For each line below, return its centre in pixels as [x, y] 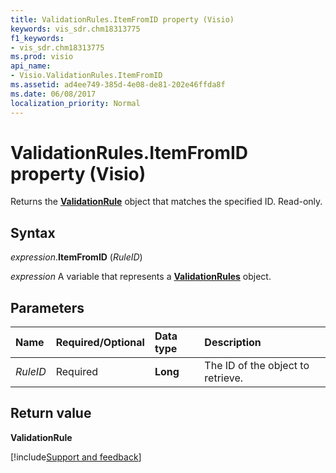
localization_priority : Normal [75, 103]
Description [233, 343]
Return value [51, 413]
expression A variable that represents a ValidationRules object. [141, 277]
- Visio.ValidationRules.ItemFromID [86, 76]
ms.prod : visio [42, 57]
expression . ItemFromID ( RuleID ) [76, 257]
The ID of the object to [257, 366]
